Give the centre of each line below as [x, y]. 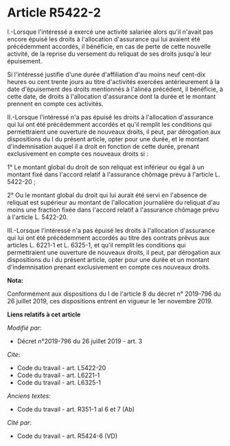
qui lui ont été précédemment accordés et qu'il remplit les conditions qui [110, 124]
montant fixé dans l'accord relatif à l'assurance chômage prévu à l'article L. [114, 174]
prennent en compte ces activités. [56, 103]
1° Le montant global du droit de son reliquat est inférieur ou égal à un [106, 167]
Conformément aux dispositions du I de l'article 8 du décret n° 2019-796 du [114, 294]
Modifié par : [25, 327]
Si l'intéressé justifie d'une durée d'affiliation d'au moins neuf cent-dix [106, 74]
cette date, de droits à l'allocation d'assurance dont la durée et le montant [112, 96]
